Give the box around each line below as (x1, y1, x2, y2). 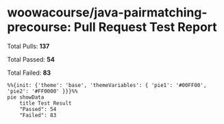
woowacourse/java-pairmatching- (7, 5, 208, 21)
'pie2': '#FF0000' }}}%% (7, 88, 78, 95)
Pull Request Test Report (73, 19, 217, 35)
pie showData (7, 94, 45, 101)
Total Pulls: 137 (7, 42, 50, 50)
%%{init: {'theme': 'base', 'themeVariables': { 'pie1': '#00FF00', (7, 82, 207, 88)
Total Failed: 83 (7, 69, 51, 77)
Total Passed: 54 (7, 55, 55, 63)
